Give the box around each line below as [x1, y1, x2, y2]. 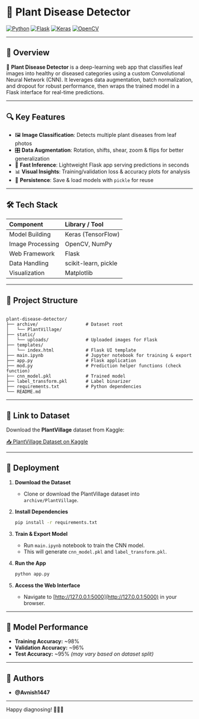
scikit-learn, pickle [65, 259, 117, 267]
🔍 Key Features [6, 112, 65, 122]
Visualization [9, 269, 45, 277]
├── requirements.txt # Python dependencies [6, 384, 142, 390]
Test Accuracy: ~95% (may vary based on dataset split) [14, 650, 154, 657]
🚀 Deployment [6, 463, 59, 473]
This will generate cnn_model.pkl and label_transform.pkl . [23, 548, 167, 555]
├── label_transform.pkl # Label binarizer [6, 379, 131, 385]
